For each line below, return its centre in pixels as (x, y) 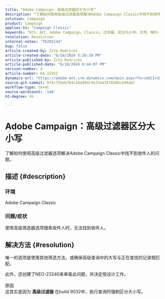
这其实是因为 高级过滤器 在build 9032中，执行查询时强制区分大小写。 (75, 291)
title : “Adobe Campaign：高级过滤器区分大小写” (51, 10)
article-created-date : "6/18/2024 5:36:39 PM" (54, 55)
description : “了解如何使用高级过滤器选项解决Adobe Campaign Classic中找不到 (79, 14)
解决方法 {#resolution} (40, 245)
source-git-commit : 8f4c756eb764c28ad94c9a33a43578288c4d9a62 (70, 82)
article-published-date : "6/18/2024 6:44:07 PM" (56, 64)
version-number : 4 (24, 69)
